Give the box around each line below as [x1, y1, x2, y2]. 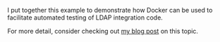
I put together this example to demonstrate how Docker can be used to [7, 6, 213, 14]
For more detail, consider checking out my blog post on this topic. [7, 27, 199, 35]
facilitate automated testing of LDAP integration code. [7, 13, 164, 22]
